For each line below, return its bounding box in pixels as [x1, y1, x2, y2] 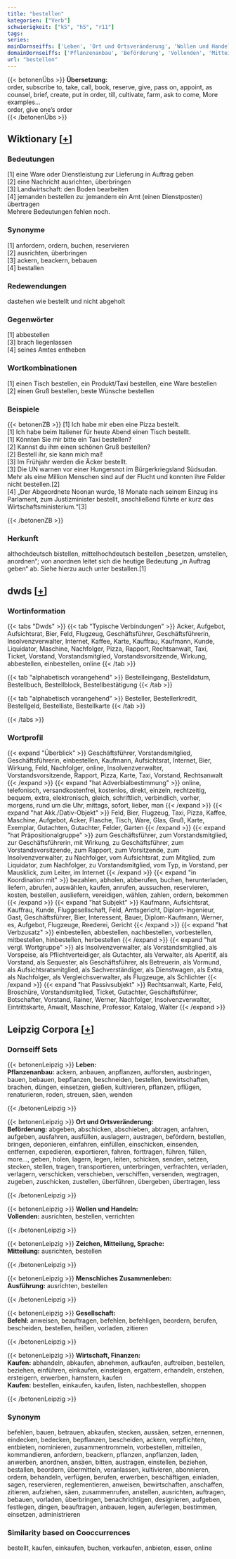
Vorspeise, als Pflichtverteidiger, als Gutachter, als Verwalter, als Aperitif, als [7, 950, 228, 959]
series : [7, 37, 30, 44]
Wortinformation [7, 606, 65, 616]
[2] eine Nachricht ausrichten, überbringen [7, 177, 131, 186]
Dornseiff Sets [7, 1044, 58, 1054]
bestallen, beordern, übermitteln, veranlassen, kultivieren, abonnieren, [7, 1465, 211, 1474]
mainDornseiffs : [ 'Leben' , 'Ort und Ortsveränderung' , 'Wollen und [7, 43, 209, 50]
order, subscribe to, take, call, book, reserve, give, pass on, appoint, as [7, 82, 213, 91]
